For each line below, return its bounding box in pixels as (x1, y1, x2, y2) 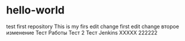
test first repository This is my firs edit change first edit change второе (6, 23, 180, 30)
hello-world (6, 4, 65, 17)
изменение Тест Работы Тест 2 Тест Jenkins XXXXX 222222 (6, 29, 158, 36)
